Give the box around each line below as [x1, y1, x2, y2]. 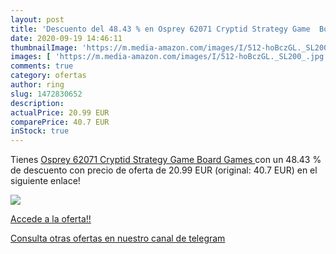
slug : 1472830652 [10, 89, 83, 99]
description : [10, 98, 65, 108]
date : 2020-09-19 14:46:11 [10, 33, 123, 43]
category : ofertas [10, 71, 87, 81]
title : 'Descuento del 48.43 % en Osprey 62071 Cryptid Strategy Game [10, 24, 311, 34]
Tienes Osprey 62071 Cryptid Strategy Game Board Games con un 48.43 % [10, 154, 322, 166]
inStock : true [10, 126, 70, 136]
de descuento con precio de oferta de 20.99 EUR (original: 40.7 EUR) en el [10, 164, 318, 176]
